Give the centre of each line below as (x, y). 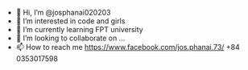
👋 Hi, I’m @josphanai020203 (63, 12)
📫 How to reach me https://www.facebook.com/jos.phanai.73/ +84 (128, 47)
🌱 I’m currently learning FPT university (79, 29)
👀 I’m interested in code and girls (70, 21)
